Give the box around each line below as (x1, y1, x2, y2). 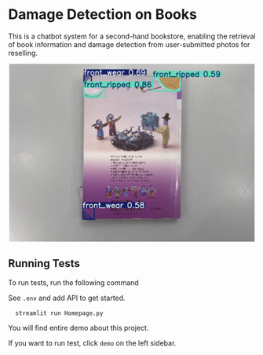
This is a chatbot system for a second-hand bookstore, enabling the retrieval (8, 31, 256, 41)
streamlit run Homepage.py (15, 309, 104, 317)
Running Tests (8, 257, 80, 270)
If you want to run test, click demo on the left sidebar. (8, 339, 177, 348)
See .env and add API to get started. (8, 293, 126, 302)
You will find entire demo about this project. (8, 324, 149, 333)
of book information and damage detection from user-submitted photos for (8, 39, 250, 49)
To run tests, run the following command (8, 277, 139, 287)
